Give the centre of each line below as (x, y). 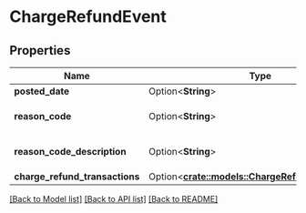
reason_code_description (70, 152)
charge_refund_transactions (77, 177)
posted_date (42, 91)
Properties (40, 51)
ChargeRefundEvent (88, 17)
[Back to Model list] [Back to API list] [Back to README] (114, 199)
